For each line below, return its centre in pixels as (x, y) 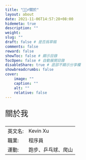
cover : (12, 74)
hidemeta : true (21, 24)
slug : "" (14, 38)
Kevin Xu (39, 131)
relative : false (31, 93)
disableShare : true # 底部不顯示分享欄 (43, 65)
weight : (13, 33)
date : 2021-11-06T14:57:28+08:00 (39, 19)
